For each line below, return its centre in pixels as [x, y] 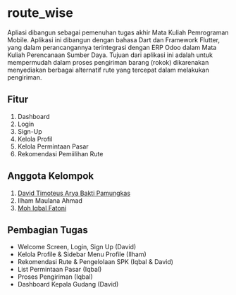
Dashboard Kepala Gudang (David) [68, 284]
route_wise [41, 13]
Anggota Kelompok [50, 176]
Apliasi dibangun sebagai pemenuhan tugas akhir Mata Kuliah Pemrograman [118, 32]
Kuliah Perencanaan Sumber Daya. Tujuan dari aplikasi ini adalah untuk [110, 55]
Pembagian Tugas [48, 230]
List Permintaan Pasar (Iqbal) [60, 270]
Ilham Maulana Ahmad [50, 200]
